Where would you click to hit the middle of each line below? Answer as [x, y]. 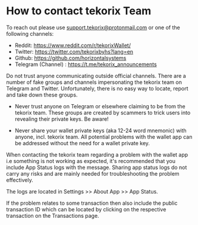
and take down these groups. [42, 95]
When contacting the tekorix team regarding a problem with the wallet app [97, 154]
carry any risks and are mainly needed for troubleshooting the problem [93, 173]
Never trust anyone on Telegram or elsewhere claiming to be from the [100, 106]
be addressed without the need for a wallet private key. [82, 143]
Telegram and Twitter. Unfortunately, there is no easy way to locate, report [97, 88]
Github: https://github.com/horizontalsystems [70, 58]
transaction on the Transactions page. [53, 215]
